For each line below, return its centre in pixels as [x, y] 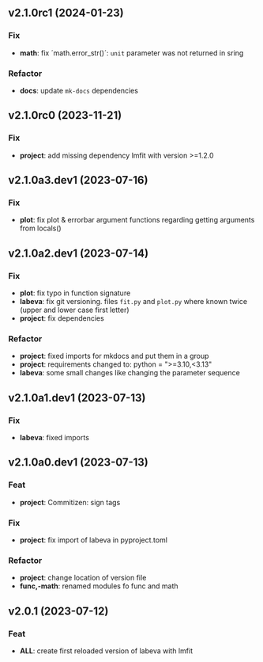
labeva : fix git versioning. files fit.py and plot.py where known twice [133, 302]
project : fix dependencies [62, 318]
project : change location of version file [83, 578]
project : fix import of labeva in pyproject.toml [94, 540]
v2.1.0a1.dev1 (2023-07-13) [77, 398]
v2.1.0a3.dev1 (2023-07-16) [78, 180]
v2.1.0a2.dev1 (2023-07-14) [78, 253]
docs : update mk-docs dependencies [79, 90]
